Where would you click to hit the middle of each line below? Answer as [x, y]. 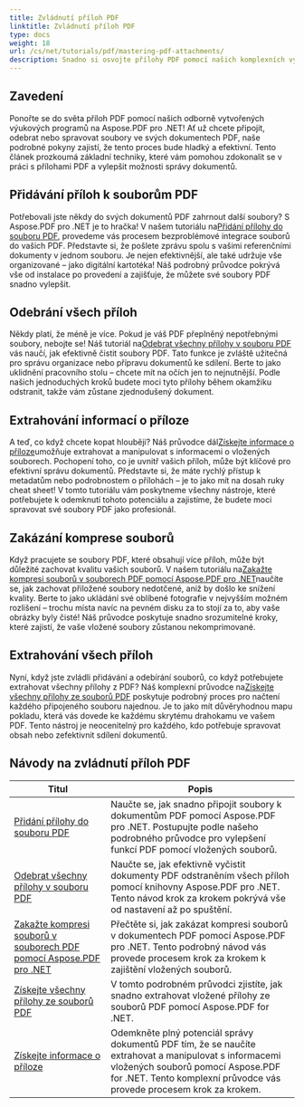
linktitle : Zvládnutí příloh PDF [72, 26]
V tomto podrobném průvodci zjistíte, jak [196, 984]
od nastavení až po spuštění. [171, 909]
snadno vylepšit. [40, 284]
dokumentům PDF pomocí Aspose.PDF [193, 816]
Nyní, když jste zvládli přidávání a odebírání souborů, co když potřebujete [146, 677]
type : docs [30, 34]
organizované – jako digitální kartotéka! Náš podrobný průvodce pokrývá [145, 264]
